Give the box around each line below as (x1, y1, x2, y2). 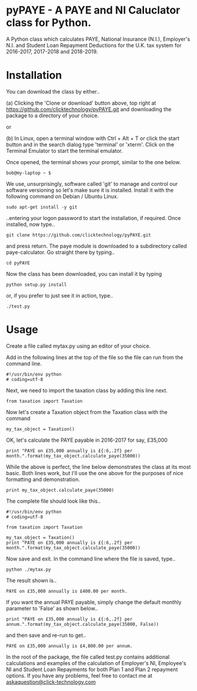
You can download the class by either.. (6, 88, 100, 95)
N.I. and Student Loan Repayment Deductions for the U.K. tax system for (6, 42, 182, 49)
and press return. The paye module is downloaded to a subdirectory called (6, 242, 187, 249)
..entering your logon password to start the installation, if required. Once (6, 214, 181, 221)
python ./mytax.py (6, 566, 51, 572)
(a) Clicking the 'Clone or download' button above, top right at (6, 99, 156, 106)
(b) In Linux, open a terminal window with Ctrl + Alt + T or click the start (6, 135, 179, 142)
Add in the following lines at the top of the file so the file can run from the (6, 353, 183, 360)
